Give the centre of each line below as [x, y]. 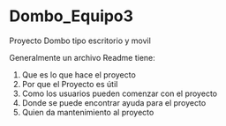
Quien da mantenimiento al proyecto [88, 112]
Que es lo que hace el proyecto [79, 74]
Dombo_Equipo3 [72, 16]
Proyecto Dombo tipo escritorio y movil [80, 41]
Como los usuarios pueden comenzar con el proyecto [120, 93]
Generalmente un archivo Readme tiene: [83, 57]
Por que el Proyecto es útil [70, 84]
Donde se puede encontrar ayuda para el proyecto [114, 102]
